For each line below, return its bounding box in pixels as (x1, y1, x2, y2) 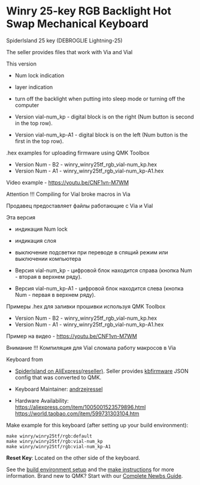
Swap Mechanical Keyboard (6, 17, 149, 31)
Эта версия (6, 213, 36, 221)
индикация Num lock (14, 225, 68, 233)
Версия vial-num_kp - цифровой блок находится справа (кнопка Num (14, 266, 193, 274)
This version (6, 60, 37, 67)
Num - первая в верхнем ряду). (14, 291, 96, 298)
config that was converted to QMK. (14, 374, 102, 381)
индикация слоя (14, 237, 57, 244)
